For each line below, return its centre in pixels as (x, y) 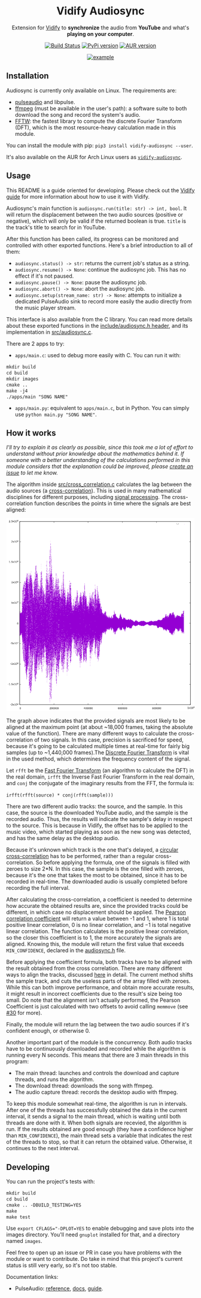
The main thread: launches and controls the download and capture (97, 1073)
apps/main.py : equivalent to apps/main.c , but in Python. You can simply (102, 408)
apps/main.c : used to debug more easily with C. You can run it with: (98, 355)
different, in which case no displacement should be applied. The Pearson (96, 912)
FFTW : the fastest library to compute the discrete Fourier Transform (98, 121)
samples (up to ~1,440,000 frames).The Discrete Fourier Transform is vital (98, 753)
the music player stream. (45, 308)
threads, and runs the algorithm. (54, 1080)
